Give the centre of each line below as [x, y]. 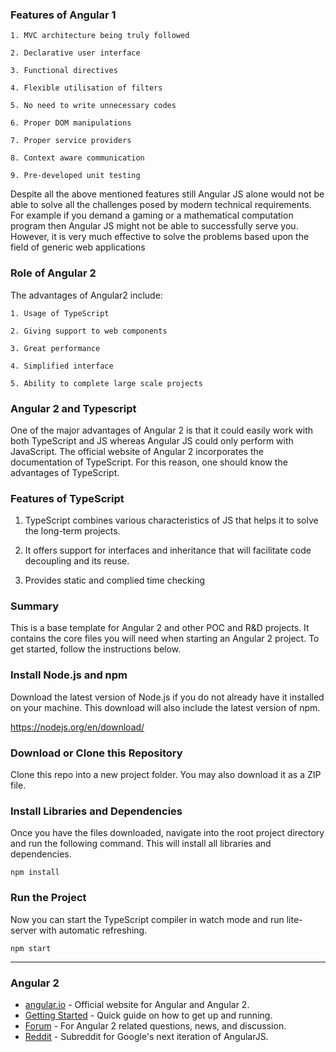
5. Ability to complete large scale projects [106, 383]
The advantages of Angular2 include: [86, 295]
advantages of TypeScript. [65, 472]
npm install [35, 873]
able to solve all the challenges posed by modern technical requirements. [161, 205]
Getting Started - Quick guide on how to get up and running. [148, 1015]
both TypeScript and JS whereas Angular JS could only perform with [152, 440]
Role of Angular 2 [53, 273]
